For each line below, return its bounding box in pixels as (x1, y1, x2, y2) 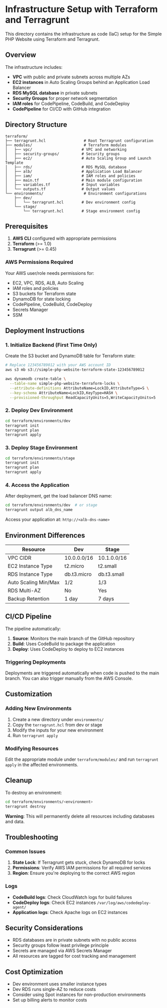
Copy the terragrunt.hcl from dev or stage (12, 722, 102, 728)
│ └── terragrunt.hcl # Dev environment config (14, 199, 136, 205)
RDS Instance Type (8, 570, 53, 577)
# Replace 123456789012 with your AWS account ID (5, 363, 111, 368)
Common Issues (5, 848, 46, 855)
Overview (5, 51, 37, 59)
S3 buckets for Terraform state (12, 290, 76, 296)
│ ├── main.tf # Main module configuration (5, 177, 142, 183)
